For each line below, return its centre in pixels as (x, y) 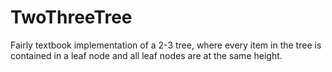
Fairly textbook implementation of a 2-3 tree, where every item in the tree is (166, 45)
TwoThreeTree (71, 17)
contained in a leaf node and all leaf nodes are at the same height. (146, 55)
